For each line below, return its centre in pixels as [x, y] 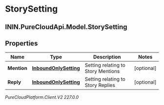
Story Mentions [102, 71]
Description [107, 57]
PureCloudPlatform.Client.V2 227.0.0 [42, 97]
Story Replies [100, 85]
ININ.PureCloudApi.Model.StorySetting [66, 27]
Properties [21, 43]
